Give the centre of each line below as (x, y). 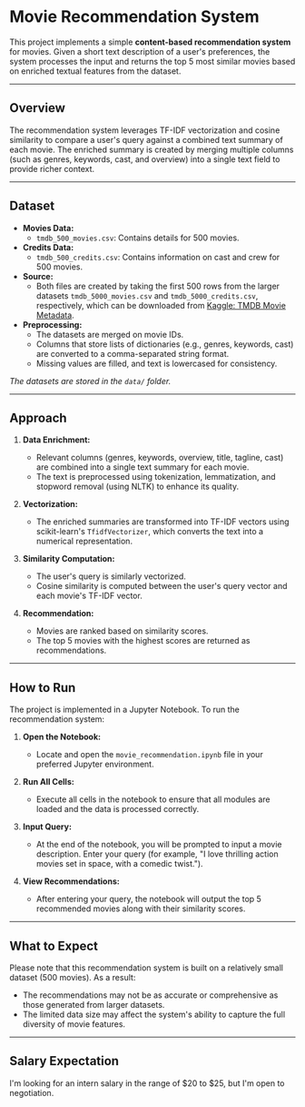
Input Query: (47, 827)
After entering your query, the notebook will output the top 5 (148, 899)
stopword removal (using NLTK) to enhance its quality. (137, 487)
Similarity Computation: (69, 559)
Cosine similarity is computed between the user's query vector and (162, 586)
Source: (38, 276)
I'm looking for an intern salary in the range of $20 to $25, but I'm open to (147, 1083)
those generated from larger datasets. (93, 1005)
